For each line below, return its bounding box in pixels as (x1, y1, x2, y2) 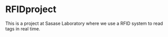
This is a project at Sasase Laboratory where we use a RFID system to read (5, 20, 163, 26)
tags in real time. (5, 25, 40, 31)
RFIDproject (5, 4, 57, 15)
